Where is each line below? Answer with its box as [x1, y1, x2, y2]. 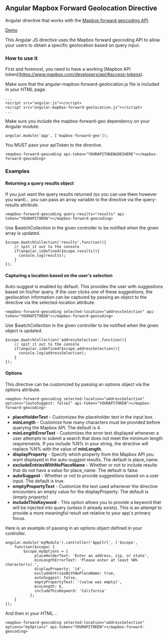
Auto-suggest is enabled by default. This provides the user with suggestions [5, 284, 163, 290]
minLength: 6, [34, 584, 64, 589]
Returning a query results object [5, 180, 74, 186]
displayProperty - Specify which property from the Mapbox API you [12, 451, 154, 457]
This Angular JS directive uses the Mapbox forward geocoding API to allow [5, 37, 160, 43]
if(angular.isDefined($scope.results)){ [14, 248, 100, 254]
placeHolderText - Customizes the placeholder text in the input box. [12, 414, 154, 420]
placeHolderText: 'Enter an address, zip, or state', [34, 553, 149, 558]
